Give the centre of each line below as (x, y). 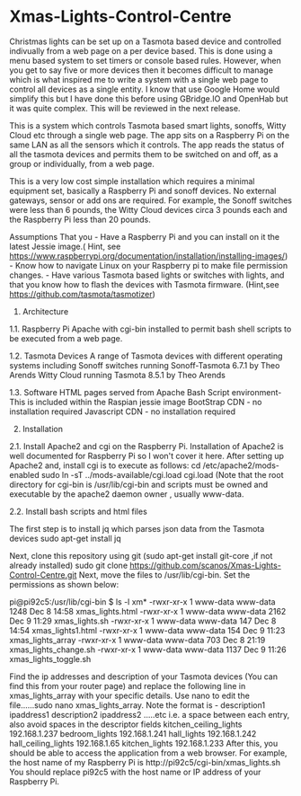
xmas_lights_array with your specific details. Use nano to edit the (129, 695)
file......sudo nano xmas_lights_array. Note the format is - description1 (137, 705)
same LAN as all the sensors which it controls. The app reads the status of (147, 145)
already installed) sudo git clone (69, 565)
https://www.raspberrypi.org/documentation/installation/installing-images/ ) (149, 256)
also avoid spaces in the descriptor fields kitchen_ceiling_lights (126, 724)
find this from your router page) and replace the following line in (128, 685)
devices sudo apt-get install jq (65, 538)
